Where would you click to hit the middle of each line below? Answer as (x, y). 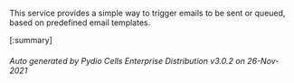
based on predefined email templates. (80, 23)
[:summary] (31, 40)
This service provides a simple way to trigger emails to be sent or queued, (147, 13)
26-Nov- (263, 60)
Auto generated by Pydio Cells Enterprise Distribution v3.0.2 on (128, 60)
